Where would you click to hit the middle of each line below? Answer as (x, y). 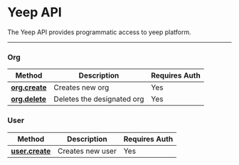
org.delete (29, 99)
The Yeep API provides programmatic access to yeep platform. (99, 32)
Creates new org (81, 87)
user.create (31, 151)
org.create (29, 87)
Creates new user (87, 151)
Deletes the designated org (99, 99)
